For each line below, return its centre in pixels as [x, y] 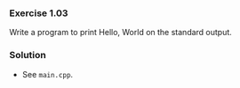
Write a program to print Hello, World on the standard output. [121, 33]
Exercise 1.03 [39, 13]
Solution [28, 55]
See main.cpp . [48, 74]
